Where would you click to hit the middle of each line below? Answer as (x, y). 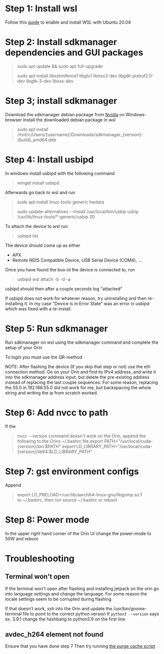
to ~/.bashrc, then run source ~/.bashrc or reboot (67, 500)
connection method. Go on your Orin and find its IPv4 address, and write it (81, 372)
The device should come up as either (43, 245)
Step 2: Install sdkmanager (61, 42)
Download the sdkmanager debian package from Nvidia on (65, 114)
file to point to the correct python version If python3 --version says (91, 614)
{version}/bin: (31, 446)
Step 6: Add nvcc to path (57, 412)
